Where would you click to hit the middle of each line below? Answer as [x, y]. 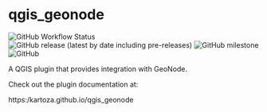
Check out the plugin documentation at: [73, 84]
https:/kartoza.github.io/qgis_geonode [71, 99]
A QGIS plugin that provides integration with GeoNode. [98, 68]
